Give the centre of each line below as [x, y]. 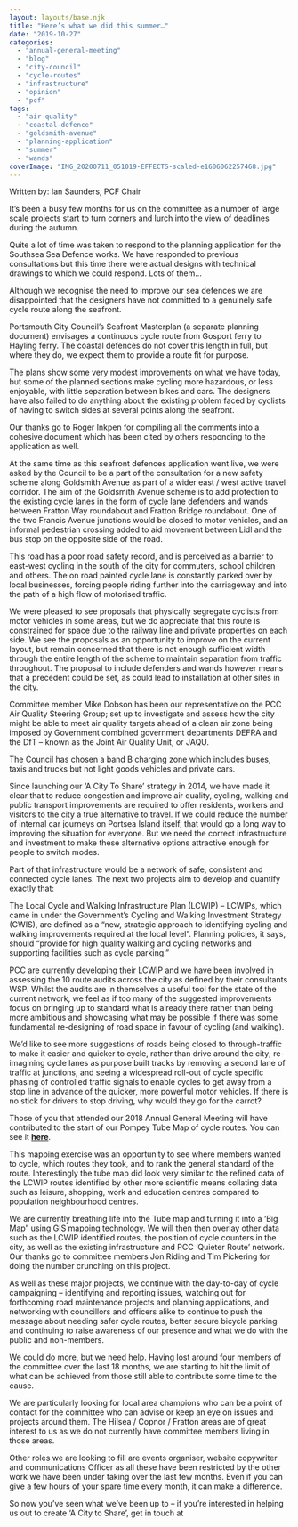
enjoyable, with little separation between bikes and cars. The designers [140, 392]
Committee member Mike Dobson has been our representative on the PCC [145, 705]
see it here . [30, 1137]
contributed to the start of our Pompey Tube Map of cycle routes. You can [145, 1127]
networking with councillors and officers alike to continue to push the [136, 1312]
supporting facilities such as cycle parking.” [89, 953]
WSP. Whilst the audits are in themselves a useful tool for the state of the [143, 990]
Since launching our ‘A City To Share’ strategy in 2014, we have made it [139, 786]
